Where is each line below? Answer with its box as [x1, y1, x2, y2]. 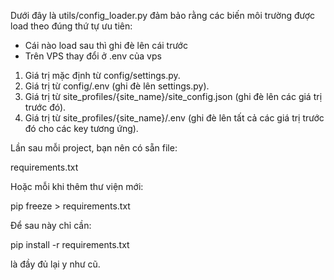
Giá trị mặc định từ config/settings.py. [24, 70, 181, 81]
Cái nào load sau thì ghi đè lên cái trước [24, 40, 188, 51]
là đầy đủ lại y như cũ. [10, 258, 101, 270]
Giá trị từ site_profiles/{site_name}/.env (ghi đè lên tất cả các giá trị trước [24, 112, 325, 124]
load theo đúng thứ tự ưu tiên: [10, 20, 133, 32]
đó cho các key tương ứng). [24, 123, 139, 134]
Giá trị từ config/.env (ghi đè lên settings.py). [24, 80, 210, 92]
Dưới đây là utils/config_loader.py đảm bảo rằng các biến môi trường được [10, 10, 316, 21]
